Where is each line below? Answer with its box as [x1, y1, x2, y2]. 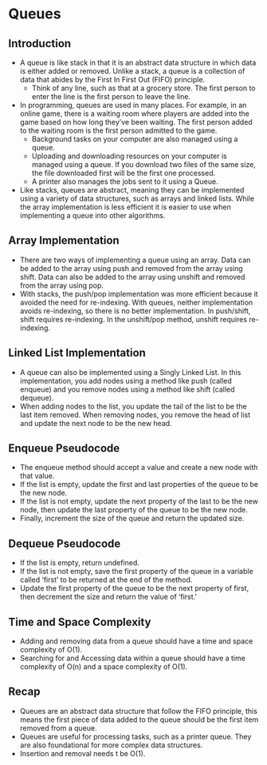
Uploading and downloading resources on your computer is [31, 151, 227, 161]
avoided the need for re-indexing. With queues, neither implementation [19, 297, 253, 307]
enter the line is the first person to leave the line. [31, 92, 191, 101]
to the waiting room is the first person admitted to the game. [19, 126, 218, 135]
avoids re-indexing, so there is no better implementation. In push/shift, [19, 305, 251, 316]
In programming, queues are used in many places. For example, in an [19, 101, 247, 110]
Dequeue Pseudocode [8, 536, 121, 550]
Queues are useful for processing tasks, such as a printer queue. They [19, 731, 252, 741]
